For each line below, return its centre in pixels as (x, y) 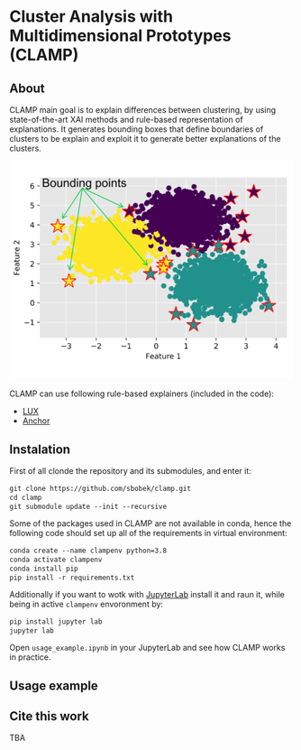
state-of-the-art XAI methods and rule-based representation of (126, 120)
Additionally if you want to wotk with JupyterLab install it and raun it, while (147, 595)
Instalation (40, 449)
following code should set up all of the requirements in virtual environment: (148, 533)
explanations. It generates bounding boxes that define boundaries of (137, 129)
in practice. (30, 657)
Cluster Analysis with (91, 17)
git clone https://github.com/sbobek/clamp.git (100, 489)
